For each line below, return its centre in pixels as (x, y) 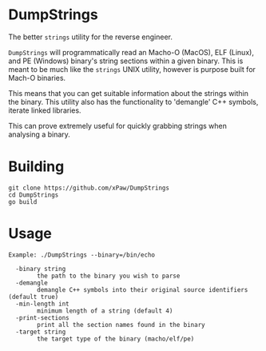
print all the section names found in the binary (121, 325)
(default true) (34, 297)
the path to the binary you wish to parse (109, 276)
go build (23, 201)
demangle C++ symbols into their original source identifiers (143, 289)
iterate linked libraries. (45, 110)
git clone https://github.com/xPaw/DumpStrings (89, 188)
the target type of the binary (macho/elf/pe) (116, 339)
